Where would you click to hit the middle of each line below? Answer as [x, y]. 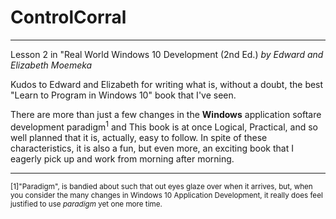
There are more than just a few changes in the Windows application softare [166, 114]
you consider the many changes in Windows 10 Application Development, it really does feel [166, 195]
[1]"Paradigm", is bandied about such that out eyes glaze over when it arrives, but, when [161, 186]
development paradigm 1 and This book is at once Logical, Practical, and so [164, 126]
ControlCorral [68, 17]
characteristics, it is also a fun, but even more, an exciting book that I [152, 148]
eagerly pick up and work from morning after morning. [122, 158]
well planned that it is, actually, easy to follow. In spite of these [139, 137]
